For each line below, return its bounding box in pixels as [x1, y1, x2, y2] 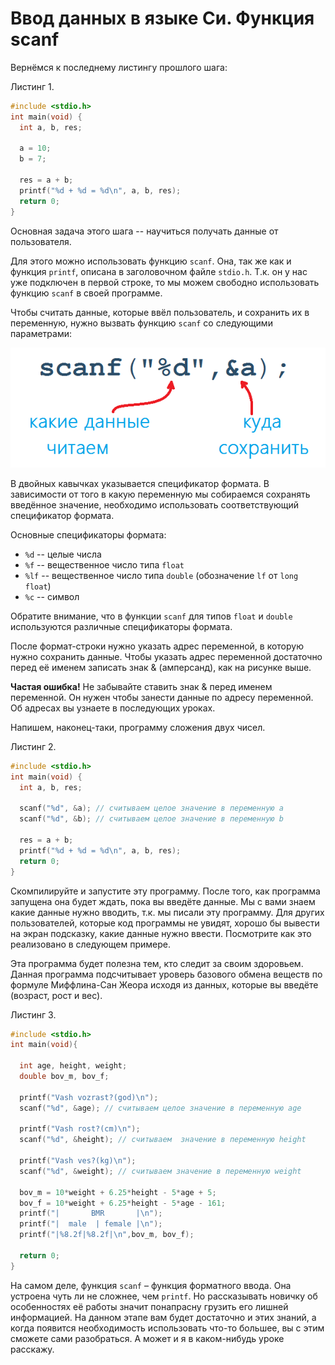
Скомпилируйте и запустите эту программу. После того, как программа [10, 885, 321, 897]
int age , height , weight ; [19, 1061, 128, 1071]
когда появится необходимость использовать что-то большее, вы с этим [10, 1322, 325, 1334]
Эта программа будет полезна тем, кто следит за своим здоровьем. [10, 957, 304, 969]
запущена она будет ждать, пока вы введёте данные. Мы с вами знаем [10, 895, 316, 907]
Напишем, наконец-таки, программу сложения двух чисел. [10, 721, 266, 733]
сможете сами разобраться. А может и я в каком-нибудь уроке [10, 1332, 285, 1344]
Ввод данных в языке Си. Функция [10, 7, 315, 30]
